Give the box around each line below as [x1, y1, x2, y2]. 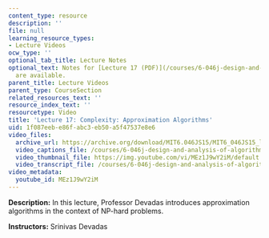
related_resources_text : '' [8, 94, 102, 102]
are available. [15, 71, 66, 79]
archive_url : [15, 138, 59, 147]
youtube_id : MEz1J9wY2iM [15, 175, 98, 184]
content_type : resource [8, 11, 88, 20]
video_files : [8, 131, 52, 139]
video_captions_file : [15, 146, 88, 154]
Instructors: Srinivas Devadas [8, 221, 108, 231]
